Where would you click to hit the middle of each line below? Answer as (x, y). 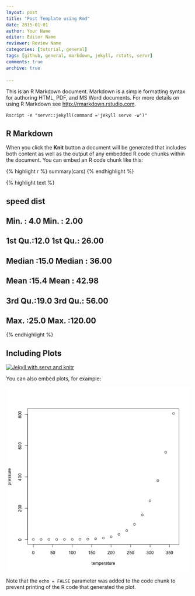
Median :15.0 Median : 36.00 (59, 261)
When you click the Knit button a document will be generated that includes (96, 148)
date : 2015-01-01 (27, 25)
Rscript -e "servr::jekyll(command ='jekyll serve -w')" (77, 115)
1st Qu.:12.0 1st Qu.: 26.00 (55, 241)
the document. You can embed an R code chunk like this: (74, 160)
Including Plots (34, 353)
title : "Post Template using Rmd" (48, 18)
